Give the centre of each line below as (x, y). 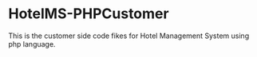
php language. (32, 44)
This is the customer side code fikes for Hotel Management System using (129, 36)
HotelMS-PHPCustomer (89, 14)
